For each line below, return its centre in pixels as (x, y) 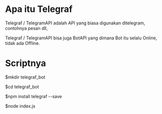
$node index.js (20, 106)
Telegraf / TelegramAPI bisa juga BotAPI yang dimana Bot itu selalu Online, (81, 38)
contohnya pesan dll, (27, 28)
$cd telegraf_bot (22, 87)
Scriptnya (26, 63)
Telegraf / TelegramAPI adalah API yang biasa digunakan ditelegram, (75, 23)
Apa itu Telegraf (39, 9)
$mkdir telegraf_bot (25, 77)
